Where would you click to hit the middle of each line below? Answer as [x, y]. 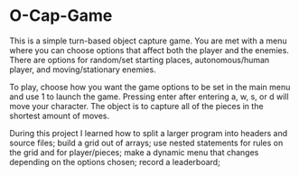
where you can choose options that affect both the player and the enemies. [149, 50]
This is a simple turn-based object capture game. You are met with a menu [148, 41]
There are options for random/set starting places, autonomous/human [140, 60]
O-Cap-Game [61, 16]
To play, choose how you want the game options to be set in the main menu [150, 87]
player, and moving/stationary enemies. [83, 69]
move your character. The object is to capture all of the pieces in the [136, 106]
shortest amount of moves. [60, 116]
